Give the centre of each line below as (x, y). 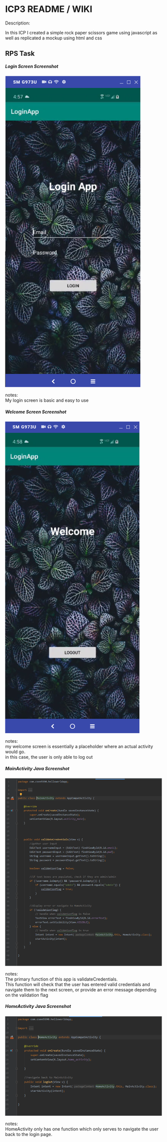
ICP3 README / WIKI (49, 9)
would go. (15, 752)
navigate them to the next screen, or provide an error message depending (81, 989)
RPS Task (20, 54)
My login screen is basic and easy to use (47, 400)
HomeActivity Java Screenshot (38, 1006)
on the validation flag (27, 995)
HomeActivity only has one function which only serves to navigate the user (82, 1129)
